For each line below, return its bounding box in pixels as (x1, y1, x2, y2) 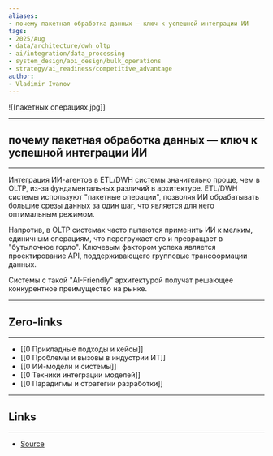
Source (19, 439, 45, 449)
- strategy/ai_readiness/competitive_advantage (8, 65, 173, 73)
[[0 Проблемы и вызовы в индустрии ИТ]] (19, 353, 167, 363)
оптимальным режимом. (8, 209, 95, 219)
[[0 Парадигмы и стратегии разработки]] (19, 379, 164, 389)
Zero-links (8, 315, 63, 329)
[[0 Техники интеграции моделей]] (19, 370, 141, 380)
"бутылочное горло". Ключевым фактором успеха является (8, 243, 217, 252)
